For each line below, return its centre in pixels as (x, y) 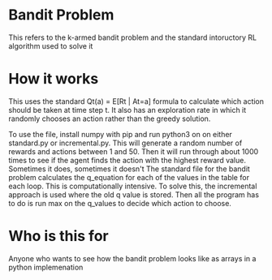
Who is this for (58, 236)
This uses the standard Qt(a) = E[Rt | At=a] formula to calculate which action (136, 101)
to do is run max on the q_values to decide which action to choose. (120, 203)
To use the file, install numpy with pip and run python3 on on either (121, 134)
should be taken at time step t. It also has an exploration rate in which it (127, 110)
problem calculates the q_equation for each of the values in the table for (129, 177)
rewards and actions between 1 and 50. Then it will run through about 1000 (134, 151)
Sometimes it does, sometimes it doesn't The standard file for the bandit (129, 169)
